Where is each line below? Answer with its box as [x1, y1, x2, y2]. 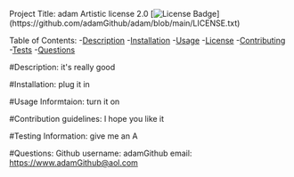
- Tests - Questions [9, 44, 76, 55]
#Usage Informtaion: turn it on [9, 96, 120, 107]
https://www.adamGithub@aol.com [9, 157, 138, 168]
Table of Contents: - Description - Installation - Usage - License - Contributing [9, 36, 286, 45]
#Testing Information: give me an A [9, 131, 138, 141]
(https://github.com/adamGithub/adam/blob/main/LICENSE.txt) [9, 18, 241, 28]
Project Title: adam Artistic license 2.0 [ [9, 9, 154, 19]
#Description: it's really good [9, 62, 116, 72]
